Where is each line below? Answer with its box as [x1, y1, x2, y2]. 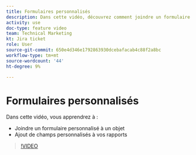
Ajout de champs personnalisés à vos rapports [14, 131, 127, 138]
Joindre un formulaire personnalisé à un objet [14, 125, 125, 132]
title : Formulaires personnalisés [6, 8, 91, 15]
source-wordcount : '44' [6, 58, 65, 64]
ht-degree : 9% [6, 63, 41, 70]
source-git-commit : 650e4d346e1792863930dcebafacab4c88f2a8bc [6, 47, 161, 53]
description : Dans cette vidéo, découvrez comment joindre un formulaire [6, 14, 191, 20]
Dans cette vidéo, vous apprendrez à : [6, 113, 99, 121]
